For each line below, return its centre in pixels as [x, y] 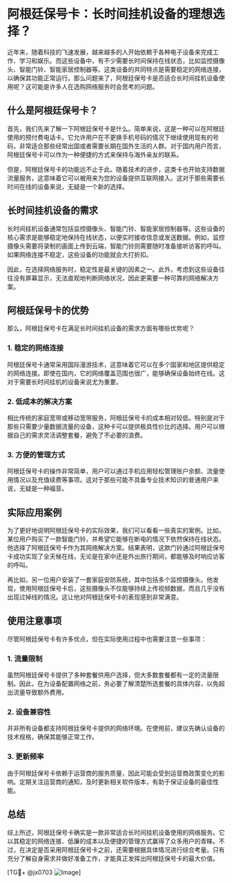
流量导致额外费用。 [40, 693]
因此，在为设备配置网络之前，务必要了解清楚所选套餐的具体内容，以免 [119, 684]
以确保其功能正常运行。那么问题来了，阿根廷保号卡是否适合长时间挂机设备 [113, 78]
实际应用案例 [35, 512]
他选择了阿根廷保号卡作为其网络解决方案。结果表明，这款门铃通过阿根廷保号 [116, 548]
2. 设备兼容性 [29, 712]
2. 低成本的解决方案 [40, 401]
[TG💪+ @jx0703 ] [44, 872]
